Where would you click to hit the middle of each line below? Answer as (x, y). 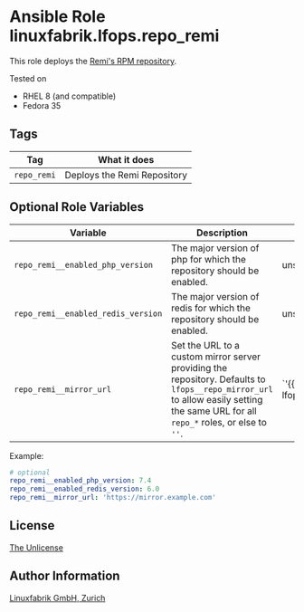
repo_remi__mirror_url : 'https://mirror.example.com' (113, 498)
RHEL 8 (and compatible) (69, 96)
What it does (126, 159)
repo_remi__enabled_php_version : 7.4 (81, 481)
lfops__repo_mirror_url (222, 389)
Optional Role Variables (77, 207)
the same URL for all (214, 411)
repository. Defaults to (218, 379)
